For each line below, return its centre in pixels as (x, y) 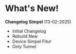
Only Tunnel (24, 46)
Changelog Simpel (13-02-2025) (38, 22)
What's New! (32, 8)
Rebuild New (25, 36)
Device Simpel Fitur (32, 41)
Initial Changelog (29, 31)
